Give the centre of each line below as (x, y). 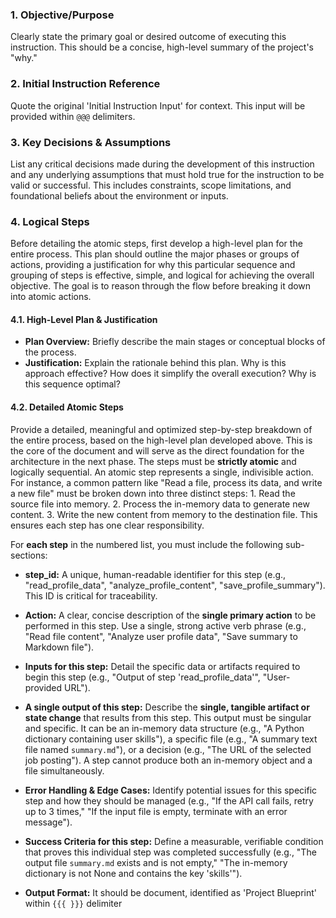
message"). (48, 822)
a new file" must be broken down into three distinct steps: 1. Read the (153, 493)
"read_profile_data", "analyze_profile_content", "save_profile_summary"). (175, 585)
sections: (29, 555)
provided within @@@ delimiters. (73, 116)
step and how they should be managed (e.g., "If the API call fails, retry (169, 800)
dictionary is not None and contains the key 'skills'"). (133, 873)
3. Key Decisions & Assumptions (91, 142)
